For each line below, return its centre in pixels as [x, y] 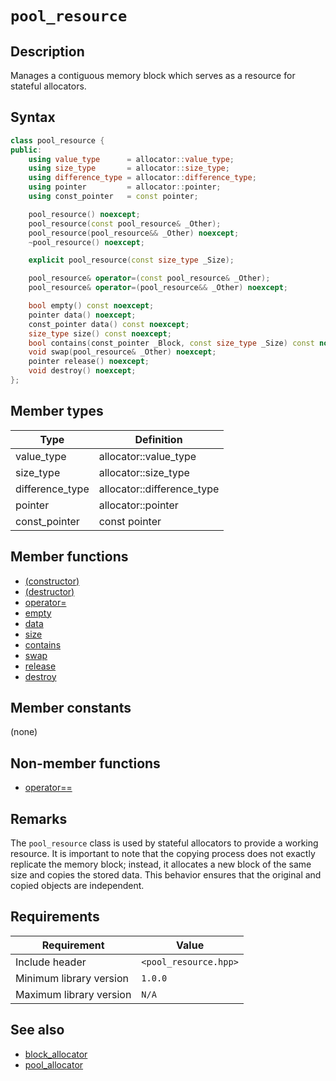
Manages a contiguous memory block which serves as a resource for [153, 75]
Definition [158, 439]
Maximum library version [73, 994]
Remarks [39, 818]
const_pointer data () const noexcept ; [109, 324]
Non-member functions [85, 763]
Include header [51, 962]
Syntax [33, 117]
